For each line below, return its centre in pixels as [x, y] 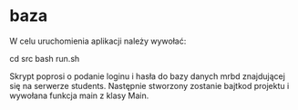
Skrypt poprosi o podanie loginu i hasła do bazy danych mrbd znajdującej [147, 76]
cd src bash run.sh [45, 58]
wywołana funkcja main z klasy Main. [79, 95]
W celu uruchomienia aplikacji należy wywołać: [98, 41]
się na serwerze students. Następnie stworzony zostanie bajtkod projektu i [149, 85]
